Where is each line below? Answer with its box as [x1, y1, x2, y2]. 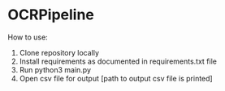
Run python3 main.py [19, 64, 91, 74]
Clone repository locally [19, 48, 99, 57]
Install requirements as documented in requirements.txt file [19, 56, 217, 66]
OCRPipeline [7, 6, 95, 24]
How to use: [7, 32, 48, 42]
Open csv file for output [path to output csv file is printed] [19, 73, 213, 83]
